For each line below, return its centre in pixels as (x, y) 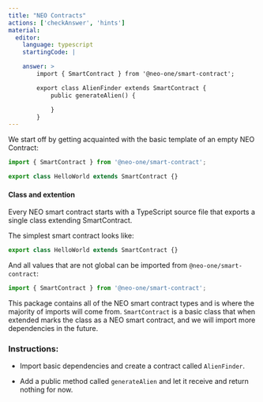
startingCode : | (49, 52)
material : (24, 30)
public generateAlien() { (93, 96)
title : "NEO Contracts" (47, 15)
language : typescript (58, 45)
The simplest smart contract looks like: (71, 236)
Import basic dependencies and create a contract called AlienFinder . (132, 366)
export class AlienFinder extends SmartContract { (122, 88)
